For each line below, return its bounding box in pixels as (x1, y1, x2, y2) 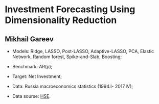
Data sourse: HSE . (12, 93, 51, 99)
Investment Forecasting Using (5, 4, 135, 15)
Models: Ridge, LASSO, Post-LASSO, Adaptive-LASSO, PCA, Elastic (12, 48, 154, 54)
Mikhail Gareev (5, 35, 54, 43)
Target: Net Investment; (12, 73, 62, 80)
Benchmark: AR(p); (12, 64, 53, 69)
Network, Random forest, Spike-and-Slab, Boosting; (12, 54, 122, 60)
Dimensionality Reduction (5, 14, 117, 26)
